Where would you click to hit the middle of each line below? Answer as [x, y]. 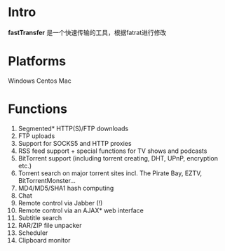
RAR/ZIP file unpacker [50, 225]
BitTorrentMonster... [47, 180]
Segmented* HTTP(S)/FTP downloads [73, 128]
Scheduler [33, 233]
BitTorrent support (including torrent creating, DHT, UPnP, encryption [118, 158]
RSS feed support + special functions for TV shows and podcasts [112, 151]
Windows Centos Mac [40, 81]
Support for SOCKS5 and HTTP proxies [75, 143]
